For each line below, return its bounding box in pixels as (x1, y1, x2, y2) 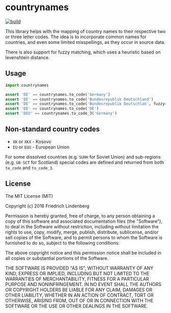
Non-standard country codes (5, 125, 100, 134)
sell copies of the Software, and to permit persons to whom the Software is (5, 234, 163, 241)
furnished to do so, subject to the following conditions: (5, 240, 120, 246)
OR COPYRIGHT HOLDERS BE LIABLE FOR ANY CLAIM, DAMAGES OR (5, 286, 153, 293)
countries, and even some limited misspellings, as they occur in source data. (5, 39, 165, 45)
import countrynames (5, 83, 49, 88)
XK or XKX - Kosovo (12, 138, 52, 144)
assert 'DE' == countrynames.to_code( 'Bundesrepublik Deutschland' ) (5, 96, 154, 102)
